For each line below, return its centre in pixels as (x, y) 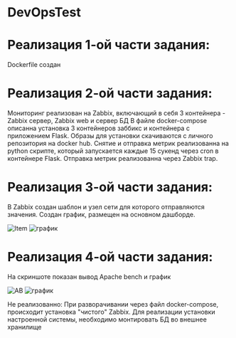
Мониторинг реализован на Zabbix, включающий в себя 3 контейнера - (117, 113)
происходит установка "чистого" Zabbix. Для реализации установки (111, 312)
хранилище (25, 327)
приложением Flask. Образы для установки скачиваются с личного (110, 136)
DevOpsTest (44, 12)
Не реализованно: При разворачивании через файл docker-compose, (113, 304)
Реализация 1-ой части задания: (109, 45)
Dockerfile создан (34, 65)
